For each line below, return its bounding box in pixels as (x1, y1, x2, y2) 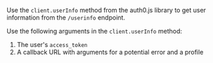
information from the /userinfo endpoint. (6, 13, 126, 22)
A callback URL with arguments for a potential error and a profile (16, 48, 204, 56)
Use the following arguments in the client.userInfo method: (6, 27, 183, 35)
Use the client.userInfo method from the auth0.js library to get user (6, 6, 207, 14)
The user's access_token (16, 41, 88, 48)
